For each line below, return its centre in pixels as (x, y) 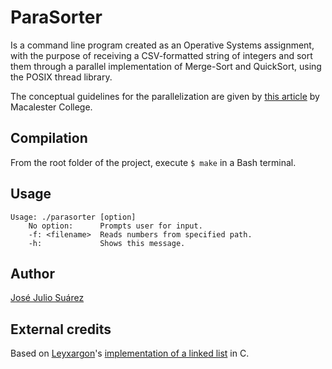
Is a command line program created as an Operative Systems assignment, (162, 45)
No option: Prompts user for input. (115, 226)
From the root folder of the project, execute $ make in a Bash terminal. (153, 162)
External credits (61, 329)
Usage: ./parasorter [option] (73, 217)
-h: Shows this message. (107, 243)
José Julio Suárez (47, 298)
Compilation (49, 138)
